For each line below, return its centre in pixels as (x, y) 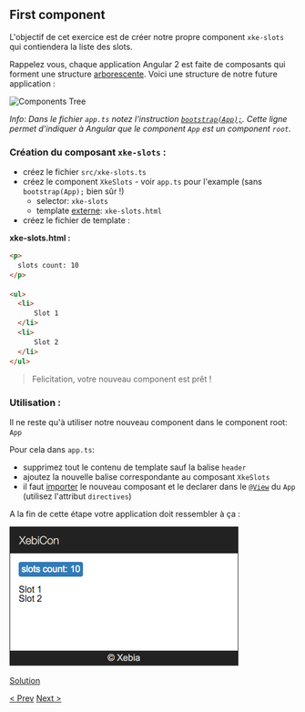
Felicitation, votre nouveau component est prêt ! (122, 379)
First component (57, 15)
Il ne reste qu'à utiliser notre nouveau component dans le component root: (149, 422)
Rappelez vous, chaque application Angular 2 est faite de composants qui (147, 64)
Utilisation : (35, 402)
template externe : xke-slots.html (99, 211)
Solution (25, 680)
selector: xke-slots (72, 201)
